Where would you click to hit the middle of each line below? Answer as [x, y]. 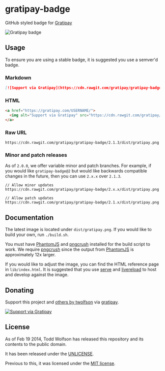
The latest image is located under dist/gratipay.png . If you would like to [79, 230]
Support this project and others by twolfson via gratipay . [62, 302]
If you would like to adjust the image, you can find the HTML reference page [82, 264]
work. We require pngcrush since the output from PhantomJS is [69, 249]
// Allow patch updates [29, 198]
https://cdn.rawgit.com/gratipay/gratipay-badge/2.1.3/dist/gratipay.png [82, 143]
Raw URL [16, 133]
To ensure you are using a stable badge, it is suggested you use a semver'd [82, 60]
